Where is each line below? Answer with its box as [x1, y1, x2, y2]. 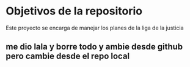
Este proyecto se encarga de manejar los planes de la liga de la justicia [5, 24, 184, 31]
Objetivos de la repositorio [5, 4, 143, 18]
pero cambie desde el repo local [5, 51, 130, 62]
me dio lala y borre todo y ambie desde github [5, 42, 183, 52]
